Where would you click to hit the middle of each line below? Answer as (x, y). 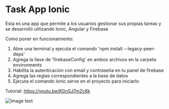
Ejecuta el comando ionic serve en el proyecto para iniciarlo (76, 81)
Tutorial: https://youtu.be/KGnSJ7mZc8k (48, 91)
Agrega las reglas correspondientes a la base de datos (70, 75)
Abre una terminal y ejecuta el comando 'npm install (68, 48)
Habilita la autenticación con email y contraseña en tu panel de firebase (88, 70)
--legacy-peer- (140, 48)
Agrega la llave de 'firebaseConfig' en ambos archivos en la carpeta (84, 59)
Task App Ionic (38, 9)
